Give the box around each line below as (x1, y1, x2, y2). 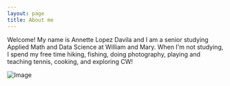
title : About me (7, 17, 54, 23)
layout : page (7, 10, 45, 17)
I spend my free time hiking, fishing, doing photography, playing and (7, 50, 201, 58)
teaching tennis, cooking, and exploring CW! (7, 57, 133, 65)
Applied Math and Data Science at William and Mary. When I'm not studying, (7, 43, 224, 51)
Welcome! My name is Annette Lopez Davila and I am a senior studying (7, 35, 209, 43)
